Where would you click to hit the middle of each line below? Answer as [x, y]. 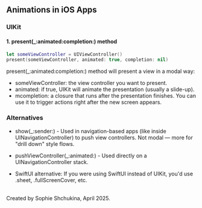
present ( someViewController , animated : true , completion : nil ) [87, 60]
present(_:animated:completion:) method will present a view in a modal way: [101, 71]
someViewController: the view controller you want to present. [91, 83]
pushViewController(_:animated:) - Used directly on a [81, 156]
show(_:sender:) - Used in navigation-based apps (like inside [91, 131]
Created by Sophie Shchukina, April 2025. [58, 198]
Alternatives [25, 118]
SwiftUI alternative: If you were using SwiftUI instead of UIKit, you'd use [104, 174]
